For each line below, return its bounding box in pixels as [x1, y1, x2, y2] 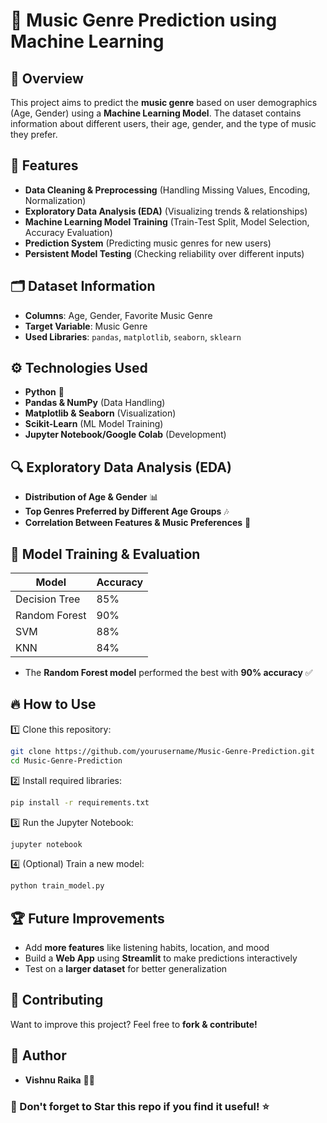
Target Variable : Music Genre [24, 320, 148, 332]
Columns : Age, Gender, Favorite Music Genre [24, 309, 213, 321]
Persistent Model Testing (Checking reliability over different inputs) [24, 247, 305, 259]
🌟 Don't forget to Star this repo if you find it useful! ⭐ [10, 1099, 270, 1113]
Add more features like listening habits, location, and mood [24, 942, 270, 954]
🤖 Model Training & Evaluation [10, 545, 201, 563]
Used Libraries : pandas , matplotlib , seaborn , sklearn [24, 330, 242, 343]
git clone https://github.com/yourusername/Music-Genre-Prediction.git [10, 746, 315, 756]
